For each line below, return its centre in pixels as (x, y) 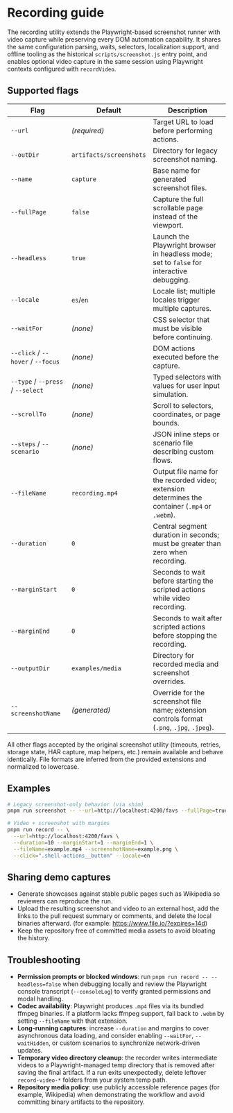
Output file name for (185, 471)
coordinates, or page (187, 414)
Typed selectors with (187, 377)
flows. (163, 460)
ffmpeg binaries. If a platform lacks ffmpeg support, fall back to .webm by (121, 1014)
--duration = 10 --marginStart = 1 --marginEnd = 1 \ (84, 842)
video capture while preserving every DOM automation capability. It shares (114, 39)
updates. (30, 1051)
